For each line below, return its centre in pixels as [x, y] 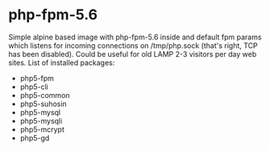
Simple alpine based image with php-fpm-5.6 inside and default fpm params [135, 37]
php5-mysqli [41, 120]
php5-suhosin [43, 104]
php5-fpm [37, 78]
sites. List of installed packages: [62, 63]
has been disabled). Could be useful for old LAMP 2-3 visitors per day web [133, 54]
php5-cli [34, 87]
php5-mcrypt [42, 129]
